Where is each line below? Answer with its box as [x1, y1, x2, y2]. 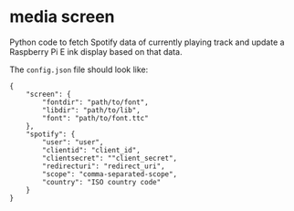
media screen [9, 6, 116, 27]
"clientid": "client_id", [42, 145, 142, 154]
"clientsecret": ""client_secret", [42, 153, 178, 163]
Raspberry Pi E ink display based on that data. [9, 46, 183, 57]
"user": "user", [42, 137, 104, 147]
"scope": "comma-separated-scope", [42, 169, 178, 179]
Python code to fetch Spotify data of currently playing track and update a [9, 37, 285, 47]
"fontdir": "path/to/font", [42, 98, 149, 107]
